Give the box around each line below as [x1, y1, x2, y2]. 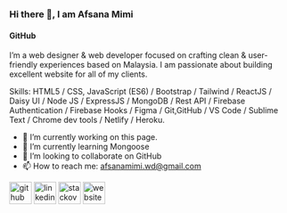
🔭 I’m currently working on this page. [21, 132, 158, 143]
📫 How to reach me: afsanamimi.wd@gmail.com [21, 160, 202, 172]
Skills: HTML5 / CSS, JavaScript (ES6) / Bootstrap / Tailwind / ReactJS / [9, 86, 272, 97]
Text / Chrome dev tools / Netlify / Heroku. [9, 115, 165, 126]
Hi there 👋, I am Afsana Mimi [9, 8, 134, 20]
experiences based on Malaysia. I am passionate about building [39, 60, 274, 70]
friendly [9, 60, 38, 70]
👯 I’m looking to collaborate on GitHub [21, 151, 162, 161]
